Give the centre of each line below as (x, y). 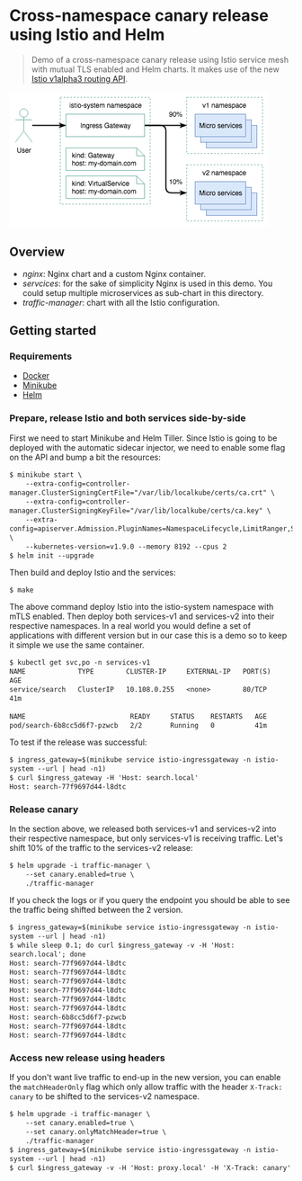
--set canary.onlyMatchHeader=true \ (96, 1132)
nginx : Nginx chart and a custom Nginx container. (114, 273)
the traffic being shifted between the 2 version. (96, 910)
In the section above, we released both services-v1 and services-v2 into (143, 829)
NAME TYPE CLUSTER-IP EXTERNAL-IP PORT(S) (140, 671)
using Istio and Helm (87, 35)
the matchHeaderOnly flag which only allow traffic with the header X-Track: (146, 1087)
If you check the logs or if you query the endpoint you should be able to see (150, 900)
